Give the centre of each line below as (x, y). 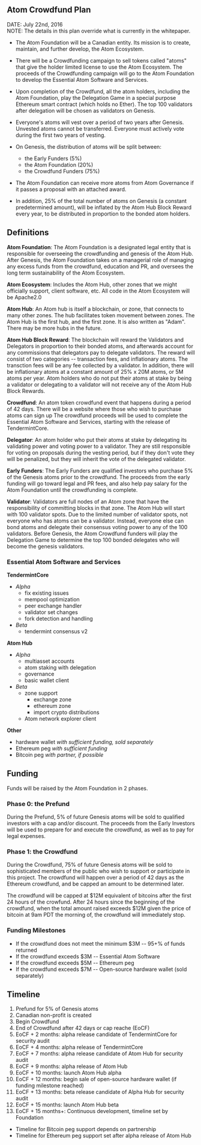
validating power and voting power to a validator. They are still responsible (99, 446)
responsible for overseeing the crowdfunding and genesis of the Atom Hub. (100, 253)
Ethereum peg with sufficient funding (61, 748)
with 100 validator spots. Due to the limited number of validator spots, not (97, 514)
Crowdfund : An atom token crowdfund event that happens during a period (99, 402)
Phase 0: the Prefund (38, 804)
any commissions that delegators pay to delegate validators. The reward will (101, 352)
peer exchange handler (53, 606)
